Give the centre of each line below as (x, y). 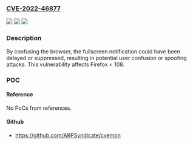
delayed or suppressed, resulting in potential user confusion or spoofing (96, 58)
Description (24, 38)
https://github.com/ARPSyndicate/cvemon (68, 135)
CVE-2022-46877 (33, 8)
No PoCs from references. (39, 108)
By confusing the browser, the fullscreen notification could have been (93, 51)
